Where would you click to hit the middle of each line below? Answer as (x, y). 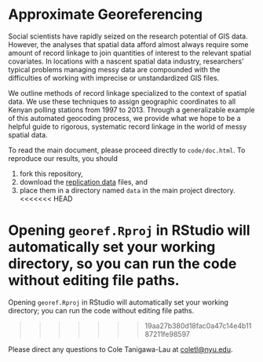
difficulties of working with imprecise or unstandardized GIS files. (114, 78)
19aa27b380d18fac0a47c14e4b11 (198, 325)
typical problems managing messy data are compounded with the (114, 69)
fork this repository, (51, 174)
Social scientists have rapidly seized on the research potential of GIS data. (128, 36)
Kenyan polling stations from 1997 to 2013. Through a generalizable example (131, 110)
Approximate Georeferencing (105, 15)
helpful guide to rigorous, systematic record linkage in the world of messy (128, 126)
